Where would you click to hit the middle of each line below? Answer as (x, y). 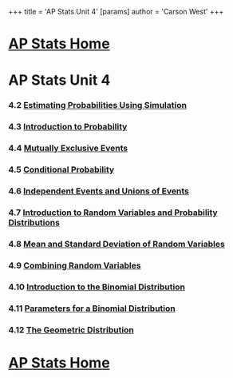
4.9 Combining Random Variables (75, 265)
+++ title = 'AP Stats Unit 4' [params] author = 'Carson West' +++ (116, 12)
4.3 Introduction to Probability (68, 127)
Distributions (34, 222)
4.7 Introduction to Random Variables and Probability (113, 213)
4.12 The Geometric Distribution (71, 329)
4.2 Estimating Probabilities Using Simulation (98, 105)
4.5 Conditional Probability (61, 169)
